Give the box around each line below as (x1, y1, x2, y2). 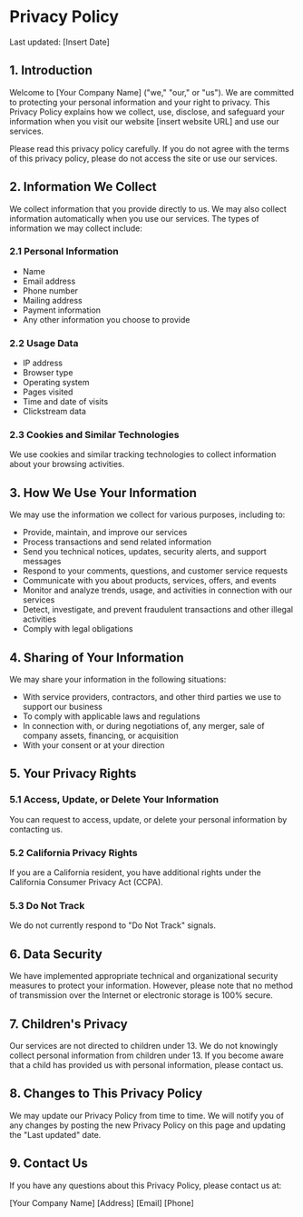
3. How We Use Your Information (9, 484, 198, 501)
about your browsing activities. (9, 459, 125, 470)
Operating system (22, 377, 90, 388)
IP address (22, 357, 64, 369)
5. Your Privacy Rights (9, 766, 137, 782)
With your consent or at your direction (22, 740, 165, 751)
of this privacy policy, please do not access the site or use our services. (9, 153, 279, 164)
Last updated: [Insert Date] (9, 36, 111, 47)
